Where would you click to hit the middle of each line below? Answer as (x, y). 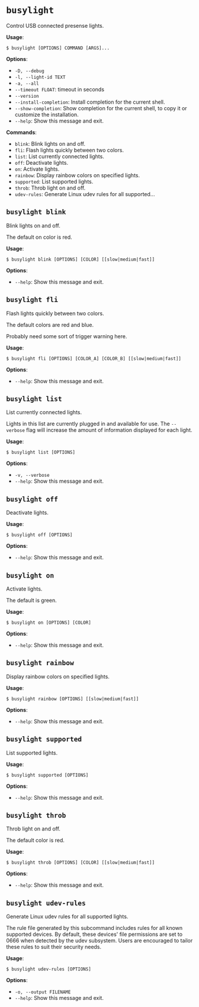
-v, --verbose (32, 476)
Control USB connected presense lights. (55, 25)
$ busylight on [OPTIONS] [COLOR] (49, 623)
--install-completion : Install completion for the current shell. (90, 102)
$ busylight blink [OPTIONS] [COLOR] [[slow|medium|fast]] (81, 259)
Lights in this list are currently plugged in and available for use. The (88, 424)
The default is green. (32, 600)
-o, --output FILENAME (43, 992)
